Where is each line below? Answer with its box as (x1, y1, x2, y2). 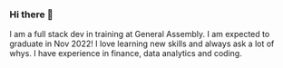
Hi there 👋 (9, 8, 54, 21)
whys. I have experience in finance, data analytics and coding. (9, 48, 242, 59)
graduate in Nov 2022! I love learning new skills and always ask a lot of (9, 38, 275, 49)
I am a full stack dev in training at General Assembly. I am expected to (9, 29, 270, 40)
